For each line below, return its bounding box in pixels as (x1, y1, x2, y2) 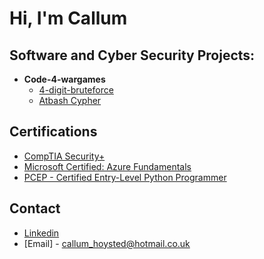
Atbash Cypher (38, 95, 102, 106)
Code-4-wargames (23, 73, 106, 85)
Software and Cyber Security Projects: (9, 47, 256, 64)
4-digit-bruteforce (38, 84, 114, 96)
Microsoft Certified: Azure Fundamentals (23, 160, 192, 172)
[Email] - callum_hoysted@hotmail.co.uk (23, 237, 191, 249)
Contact (9, 200, 61, 217)
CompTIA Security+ (23, 150, 106, 162)
